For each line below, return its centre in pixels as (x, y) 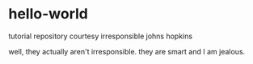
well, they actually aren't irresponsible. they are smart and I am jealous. (127, 51)
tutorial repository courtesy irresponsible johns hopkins (100, 36)
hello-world (48, 14)
